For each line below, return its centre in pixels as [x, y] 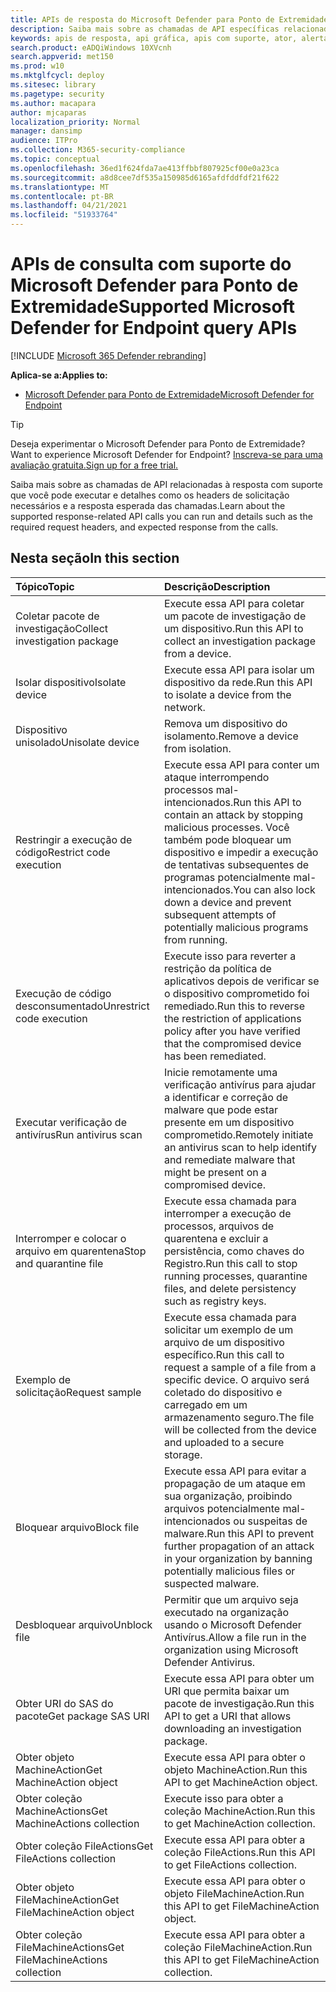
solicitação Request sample [78, 1392]
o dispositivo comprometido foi [236, 993]
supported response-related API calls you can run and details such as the [161, 516]
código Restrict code [63, 852]
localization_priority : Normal [75, 122]
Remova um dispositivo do [225, 723]
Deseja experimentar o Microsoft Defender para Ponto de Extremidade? [158, 443]
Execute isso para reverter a [230, 956]
